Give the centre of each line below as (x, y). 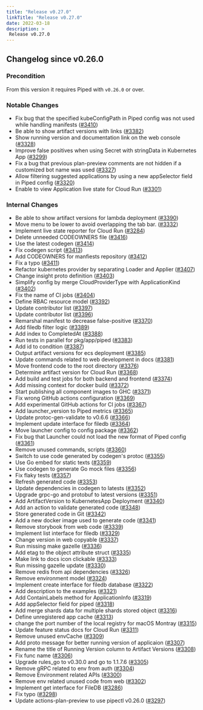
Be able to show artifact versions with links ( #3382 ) (79, 131)
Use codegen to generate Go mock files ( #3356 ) (76, 469)
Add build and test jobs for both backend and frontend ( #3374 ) (94, 379)
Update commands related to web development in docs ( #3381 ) (95, 360)
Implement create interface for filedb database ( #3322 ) (84, 585)
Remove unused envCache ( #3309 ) (60, 636)
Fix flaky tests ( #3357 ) (43, 476)
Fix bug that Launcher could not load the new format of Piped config (101, 437)
